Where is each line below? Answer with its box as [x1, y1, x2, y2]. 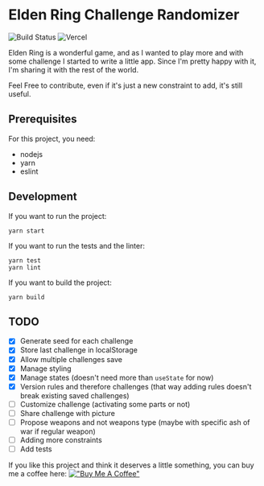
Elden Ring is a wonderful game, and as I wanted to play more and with [8, 47, 244, 57]
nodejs [19, 149, 43, 159]
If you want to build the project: [8, 278, 113, 287]
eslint [19, 167, 39, 176]
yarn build [8, 293, 45, 301]
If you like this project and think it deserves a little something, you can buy [8, 460, 255, 470]
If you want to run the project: [8, 211, 107, 220]
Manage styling [19, 364, 72, 373]
